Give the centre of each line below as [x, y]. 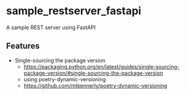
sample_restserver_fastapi [74, 11]
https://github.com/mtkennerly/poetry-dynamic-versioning [95, 85]
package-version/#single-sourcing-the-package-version [93, 73]
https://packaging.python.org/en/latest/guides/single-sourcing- [102, 66]
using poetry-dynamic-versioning [64, 79]
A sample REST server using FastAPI [51, 27]
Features [23, 46]
